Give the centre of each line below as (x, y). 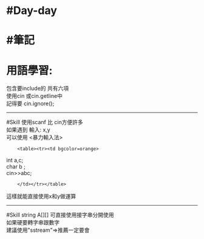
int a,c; (15, 160)
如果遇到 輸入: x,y (28, 130)
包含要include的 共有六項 (38, 88)
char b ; (16, 167)
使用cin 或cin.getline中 (34, 96)
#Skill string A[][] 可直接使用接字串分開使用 (60, 215)
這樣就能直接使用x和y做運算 (41, 196)
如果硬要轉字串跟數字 (33, 223)
